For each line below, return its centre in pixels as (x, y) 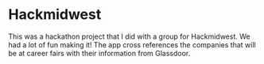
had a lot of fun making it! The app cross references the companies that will (132, 44)
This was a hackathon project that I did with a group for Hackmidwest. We (129, 36)
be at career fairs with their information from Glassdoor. (99, 53)
